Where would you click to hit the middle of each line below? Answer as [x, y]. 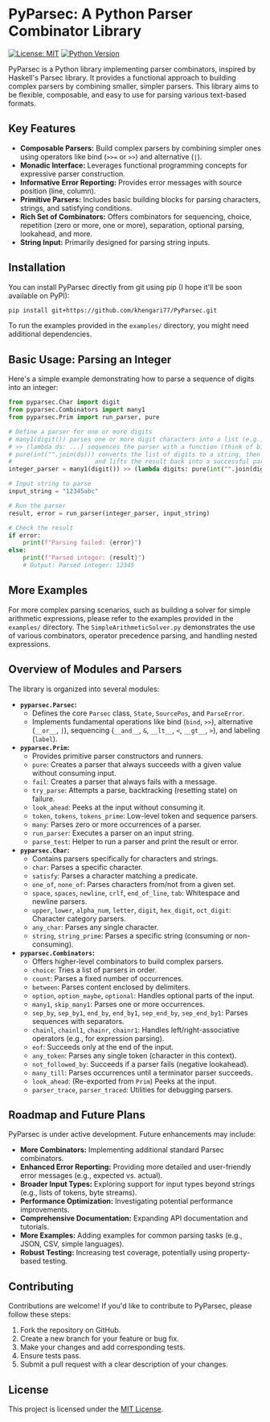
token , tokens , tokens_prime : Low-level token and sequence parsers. [145, 815]
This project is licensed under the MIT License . [86, 1409]
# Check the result [41, 528]
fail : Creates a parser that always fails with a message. [124, 781]
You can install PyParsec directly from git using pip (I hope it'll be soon [125, 287]
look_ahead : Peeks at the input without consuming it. [119, 807]
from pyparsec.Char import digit [64, 402]
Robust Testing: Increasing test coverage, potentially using [118, 1253]
